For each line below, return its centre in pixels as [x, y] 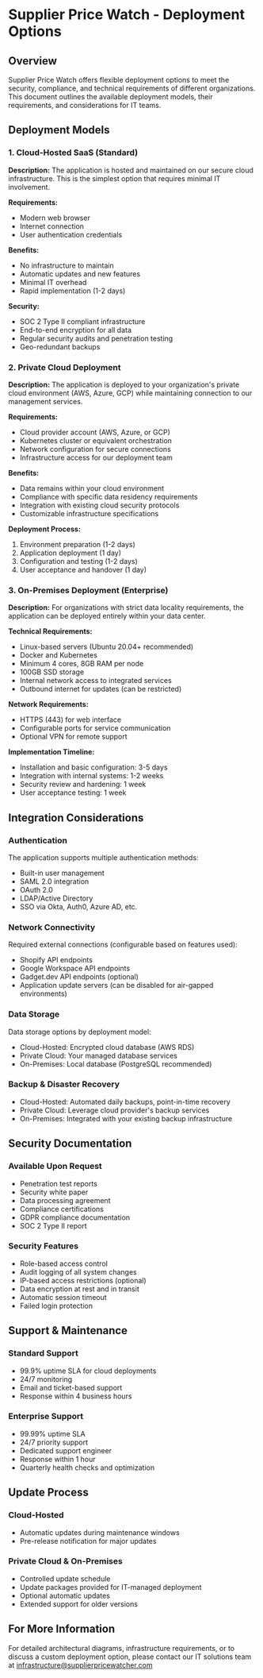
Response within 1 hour [58, 1459]
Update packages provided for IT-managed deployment [111, 1587]
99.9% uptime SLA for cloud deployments [88, 1371]
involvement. [29, 187]
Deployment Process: [45, 529]
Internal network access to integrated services [95, 681]
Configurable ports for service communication [95, 728]
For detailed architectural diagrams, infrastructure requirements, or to [122, 1648]
